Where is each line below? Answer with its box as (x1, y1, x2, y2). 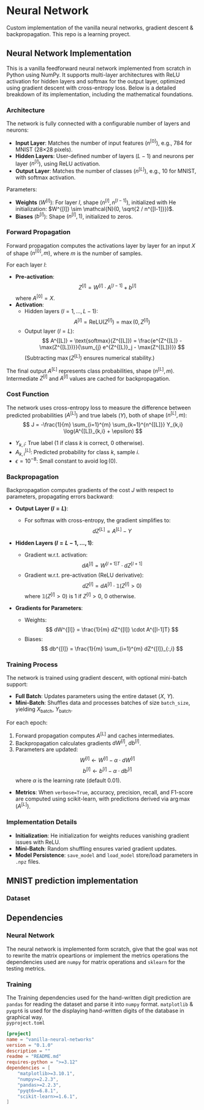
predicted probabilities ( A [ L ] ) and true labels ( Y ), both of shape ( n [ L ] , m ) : (6, 410, 187, 419)
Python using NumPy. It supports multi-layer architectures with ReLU (6, 71, 180, 78)
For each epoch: (6, 719, 48, 726)
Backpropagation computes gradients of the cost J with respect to (6, 487, 174, 494)
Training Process (6, 660, 58, 669)
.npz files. (15, 857, 40, 865)
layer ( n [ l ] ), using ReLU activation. (15, 159, 100, 167)
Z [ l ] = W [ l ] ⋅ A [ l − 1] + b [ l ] (78, 283, 137, 291)
